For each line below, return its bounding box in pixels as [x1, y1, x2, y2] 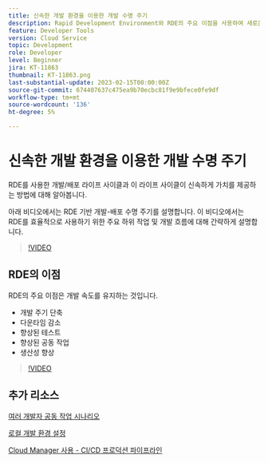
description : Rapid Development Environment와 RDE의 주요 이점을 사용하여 [8, 19, 244, 27]
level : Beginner [8, 57, 62, 65]
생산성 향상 [19, 347, 55, 357]
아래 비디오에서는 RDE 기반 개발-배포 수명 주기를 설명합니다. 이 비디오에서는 [8, 207, 245, 216]
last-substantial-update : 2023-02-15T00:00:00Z [8, 78, 170, 86]
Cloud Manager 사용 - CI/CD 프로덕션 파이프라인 [8, 445, 163, 455]
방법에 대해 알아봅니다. [16, 189, 88, 200]
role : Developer [8, 49, 62, 57]
